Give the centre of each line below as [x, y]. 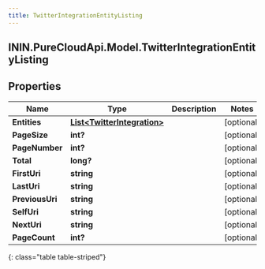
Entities [27, 121]
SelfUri [26, 211]
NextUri [27, 224]
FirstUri [26, 173]
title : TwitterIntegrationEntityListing [76, 15]
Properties [35, 86]
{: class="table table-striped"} [57, 256]
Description [194, 109]
